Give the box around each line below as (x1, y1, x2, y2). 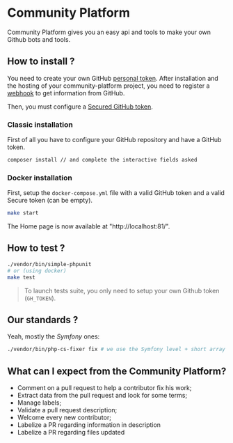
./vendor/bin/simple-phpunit (7, 261, 92, 267)
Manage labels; (17, 398, 62, 407)
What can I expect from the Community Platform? (7, 365, 227, 377)
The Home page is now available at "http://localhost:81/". (7, 222, 170, 231)
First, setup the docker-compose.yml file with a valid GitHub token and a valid (7, 189, 225, 197)
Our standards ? (7, 313, 79, 325)
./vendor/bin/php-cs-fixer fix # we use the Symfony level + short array (7, 346, 226, 353)
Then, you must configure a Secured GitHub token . (7, 102, 153, 111)
